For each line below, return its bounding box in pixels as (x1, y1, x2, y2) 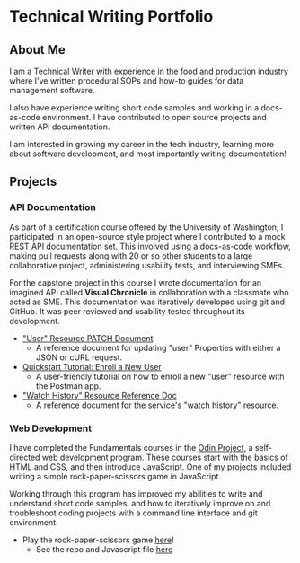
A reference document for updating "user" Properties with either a (35, 342, 281, 353)
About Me (9, 42, 66, 57)
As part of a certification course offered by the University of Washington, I (9, 222, 284, 233)
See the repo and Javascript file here (35, 543, 173, 554)
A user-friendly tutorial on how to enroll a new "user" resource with (35, 371, 285, 382)
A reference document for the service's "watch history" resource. (35, 400, 279, 410)
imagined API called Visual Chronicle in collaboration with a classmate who (9, 286, 289, 297)
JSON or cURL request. (35, 352, 123, 363)
